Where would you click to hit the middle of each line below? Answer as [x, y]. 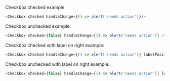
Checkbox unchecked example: [38, 26]
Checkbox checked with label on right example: [55, 45]
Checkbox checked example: [35, 7]
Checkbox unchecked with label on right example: [57, 64]
